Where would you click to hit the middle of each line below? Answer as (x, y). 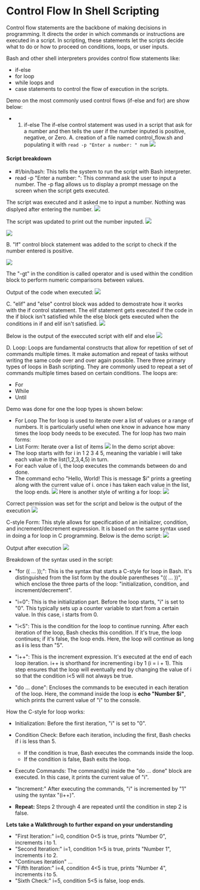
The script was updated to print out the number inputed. (75, 222)
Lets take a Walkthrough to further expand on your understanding (90, 825)
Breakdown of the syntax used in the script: (60, 560)
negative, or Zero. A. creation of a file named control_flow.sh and (103, 137)
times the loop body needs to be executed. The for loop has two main (100, 433)
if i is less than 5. (36, 741)
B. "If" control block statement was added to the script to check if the (92, 245)
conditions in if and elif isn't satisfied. (52, 324)
